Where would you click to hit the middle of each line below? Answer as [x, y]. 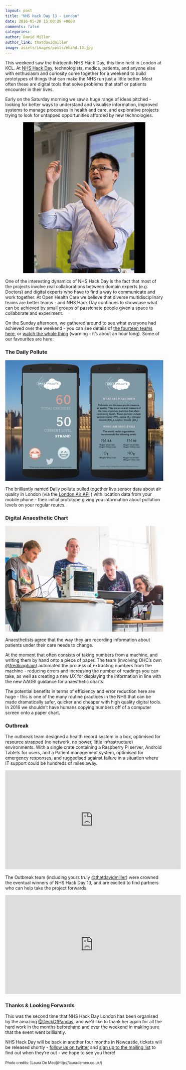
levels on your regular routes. [36, 505]
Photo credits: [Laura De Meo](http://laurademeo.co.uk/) [54, 1063]
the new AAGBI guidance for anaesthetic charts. [55, 681]
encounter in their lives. [30, 89]
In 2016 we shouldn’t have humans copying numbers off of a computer [78, 707]
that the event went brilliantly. [36, 1032]
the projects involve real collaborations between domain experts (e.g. [77, 286]
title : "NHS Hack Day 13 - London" [42, 16]
